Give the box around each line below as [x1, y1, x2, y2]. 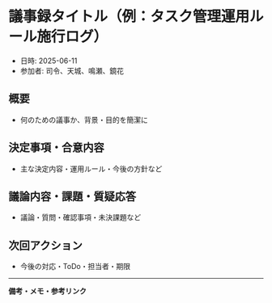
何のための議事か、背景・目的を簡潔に [19, 115, 148, 124]
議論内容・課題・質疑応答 [8, 189, 136, 203]
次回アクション [8, 238, 83, 252]
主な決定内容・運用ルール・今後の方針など [19, 163, 163, 174]
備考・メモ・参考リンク [8, 286, 87, 296]
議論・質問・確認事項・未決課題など [19, 213, 142, 222]
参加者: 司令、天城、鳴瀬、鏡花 [19, 65, 124, 75]
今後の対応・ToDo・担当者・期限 [19, 262, 131, 271]
